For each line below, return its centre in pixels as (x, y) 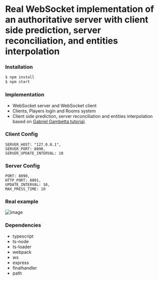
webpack (22, 252)
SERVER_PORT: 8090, (25, 149)
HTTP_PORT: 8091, (23, 181)
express (20, 263)
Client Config (22, 134)
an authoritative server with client (77, 20)
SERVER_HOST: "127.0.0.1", (33, 144)
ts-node (20, 241)
